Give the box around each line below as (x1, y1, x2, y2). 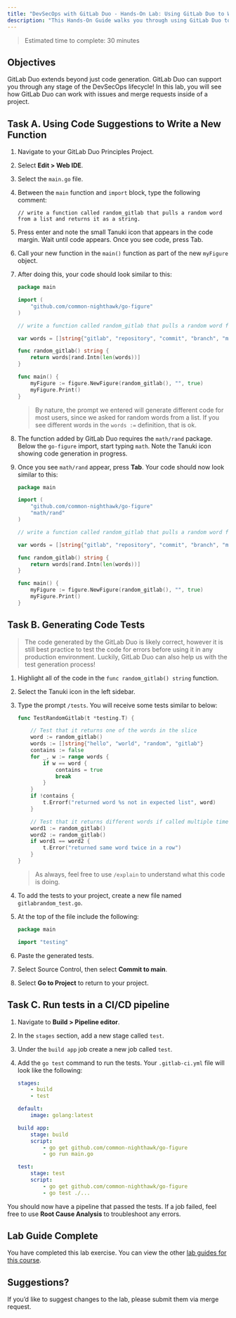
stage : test (30, 1170, 65, 1177)
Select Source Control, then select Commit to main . (17, 964, 168, 974)
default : (17, 1105, 44, 1113)
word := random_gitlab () (30, 734, 103, 741)
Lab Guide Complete (7, 1230, 98, 1242)
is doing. (34, 877, 60, 886)
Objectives (7, 56, 56, 68)
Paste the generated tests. (17, 951, 94, 960)
